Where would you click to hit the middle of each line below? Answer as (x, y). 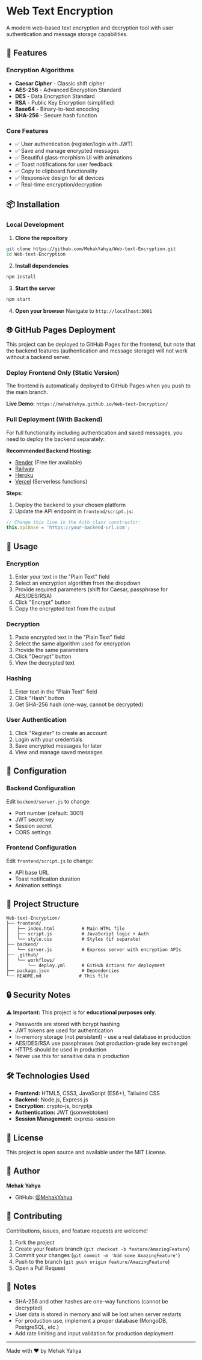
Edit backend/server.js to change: (49, 801)
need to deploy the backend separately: (56, 439)
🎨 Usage (22, 546)
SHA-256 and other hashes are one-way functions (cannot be (91, 1301)
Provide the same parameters (51, 650)
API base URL (32, 872)
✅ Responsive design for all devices (60, 177)
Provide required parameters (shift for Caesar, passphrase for (91, 589)
